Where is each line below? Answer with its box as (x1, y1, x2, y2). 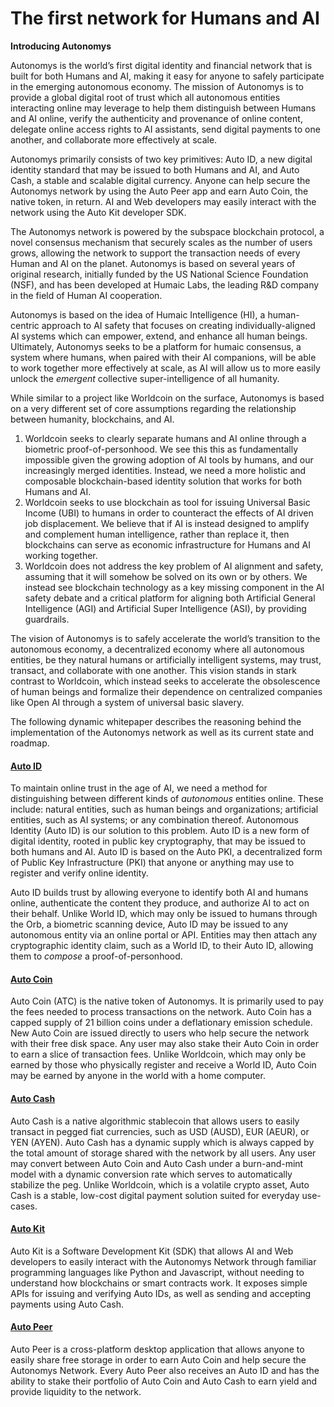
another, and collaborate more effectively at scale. (10, 133, 218, 146)
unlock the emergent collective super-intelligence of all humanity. (10, 372, 280, 384)
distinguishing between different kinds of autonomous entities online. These (10, 793, 324, 805)
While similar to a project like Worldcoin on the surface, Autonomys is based (10, 392, 325, 404)
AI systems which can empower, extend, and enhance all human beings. (10, 330, 308, 342)
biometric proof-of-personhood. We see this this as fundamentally (24, 443, 299, 455)
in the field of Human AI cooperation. (10, 289, 163, 301)
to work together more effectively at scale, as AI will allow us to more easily (10, 362, 321, 374)
